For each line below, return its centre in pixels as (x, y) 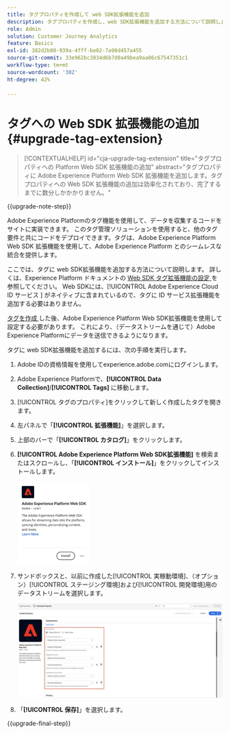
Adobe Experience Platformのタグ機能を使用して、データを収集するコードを (115, 221)
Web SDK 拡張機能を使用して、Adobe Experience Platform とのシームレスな (115, 246)
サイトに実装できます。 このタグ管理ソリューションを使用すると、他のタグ (112, 229)
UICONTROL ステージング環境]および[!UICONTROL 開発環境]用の (125, 584)
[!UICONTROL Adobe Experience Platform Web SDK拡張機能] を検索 (115, 454)
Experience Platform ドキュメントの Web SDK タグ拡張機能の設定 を (121, 278)
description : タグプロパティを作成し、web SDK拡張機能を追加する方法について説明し (114, 22)
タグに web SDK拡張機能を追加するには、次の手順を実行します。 (99, 350)
